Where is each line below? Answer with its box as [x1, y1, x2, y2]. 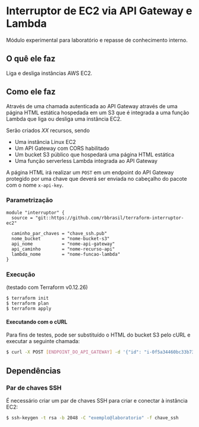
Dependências [6, 366, 61, 376]
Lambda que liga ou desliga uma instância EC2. [6, 115, 122, 123]
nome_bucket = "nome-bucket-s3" [11, 236, 110, 241]
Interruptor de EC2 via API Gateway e [6, 4, 192, 18]
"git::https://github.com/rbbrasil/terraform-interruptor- [35, 215, 184, 221]
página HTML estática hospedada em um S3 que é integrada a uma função [6, 109, 190, 116]
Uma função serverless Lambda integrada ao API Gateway [14, 157, 158, 164]
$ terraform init [6, 296, 49, 302]
